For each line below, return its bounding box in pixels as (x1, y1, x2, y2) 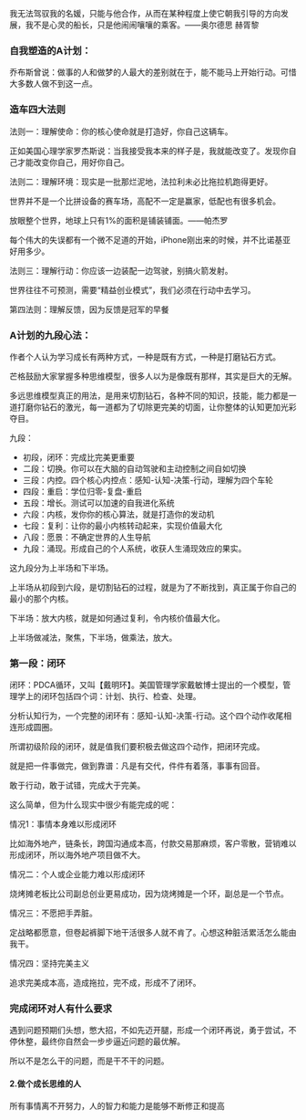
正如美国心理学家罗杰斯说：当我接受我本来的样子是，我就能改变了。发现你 (9, 145, 289, 156)
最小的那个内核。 (9, 592, 74, 604)
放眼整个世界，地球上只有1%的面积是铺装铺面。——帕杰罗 (9, 215, 229, 225)
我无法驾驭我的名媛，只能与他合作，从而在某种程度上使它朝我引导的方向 (9, 8, 280, 18)
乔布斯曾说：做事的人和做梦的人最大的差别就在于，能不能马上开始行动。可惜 (9, 67, 297, 78)
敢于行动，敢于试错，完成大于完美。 (9, 780, 146, 791)
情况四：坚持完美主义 (9, 958, 89, 969)
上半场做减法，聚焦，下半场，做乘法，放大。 (9, 632, 178, 643)
